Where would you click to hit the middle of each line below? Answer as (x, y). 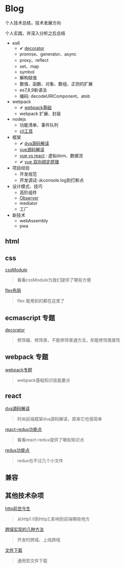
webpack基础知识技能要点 (43, 380)
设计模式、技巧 (27, 186)
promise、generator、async (48, 54)
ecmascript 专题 (30, 318)
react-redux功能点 (24, 429)
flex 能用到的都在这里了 (41, 301)
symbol (27, 72)
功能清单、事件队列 (39, 125)
